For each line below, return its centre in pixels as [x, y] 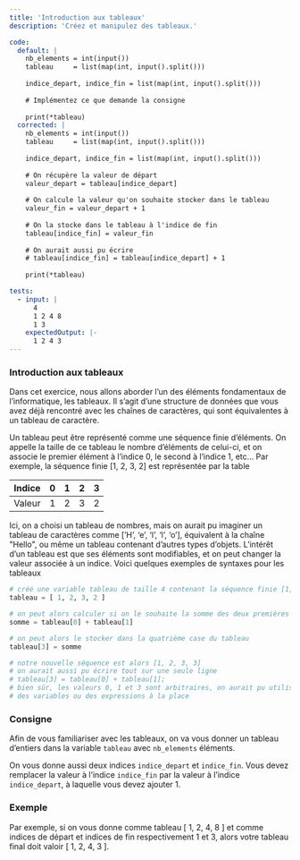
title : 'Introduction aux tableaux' [77, 17]
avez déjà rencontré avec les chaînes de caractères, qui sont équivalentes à [149, 411]
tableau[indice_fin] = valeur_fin [89, 234]
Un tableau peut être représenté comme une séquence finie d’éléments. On [148, 438]
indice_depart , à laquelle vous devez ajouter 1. [95, 785]
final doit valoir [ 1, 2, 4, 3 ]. [59, 846]
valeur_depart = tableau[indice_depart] [101, 183]
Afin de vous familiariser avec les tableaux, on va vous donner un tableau [144, 738]
